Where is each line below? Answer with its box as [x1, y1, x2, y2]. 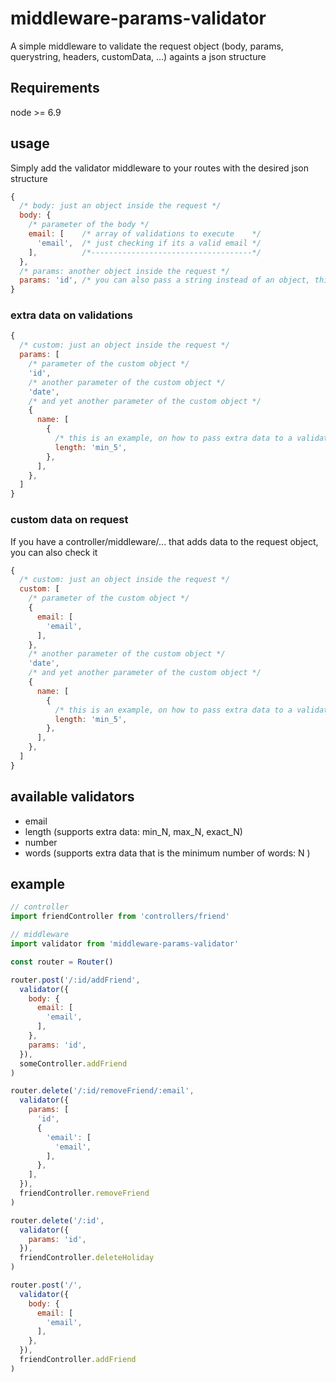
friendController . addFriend [19, 1355, 137, 1365]
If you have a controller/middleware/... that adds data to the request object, [10, 535, 319, 547]
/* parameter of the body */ [28, 220, 150, 230]
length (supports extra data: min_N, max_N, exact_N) [24, 825, 243, 837]
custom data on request [10, 513, 129, 527]
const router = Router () [10, 957, 114, 967]
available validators [10, 788, 135, 806]
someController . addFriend [19, 1058, 128, 1069]
